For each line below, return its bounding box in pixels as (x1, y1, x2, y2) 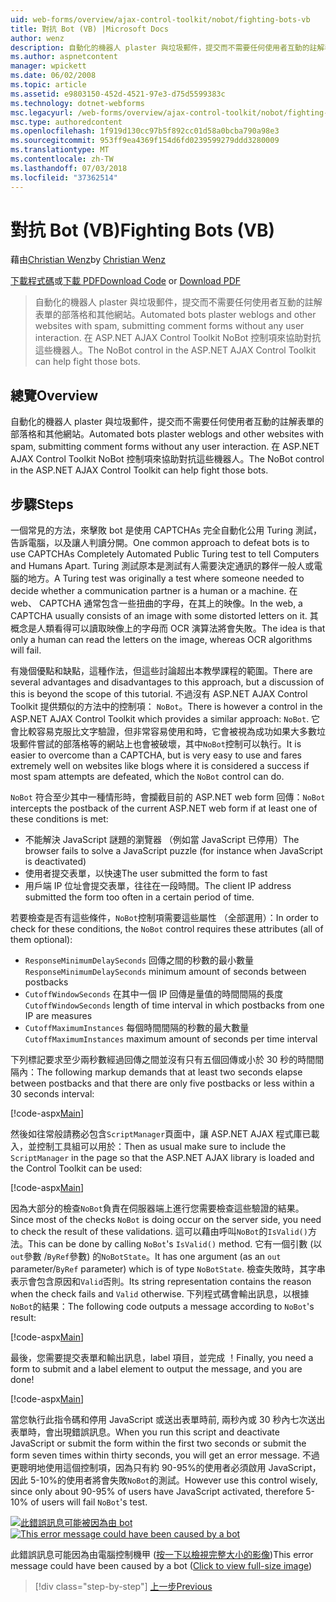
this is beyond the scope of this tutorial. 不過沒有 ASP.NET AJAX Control (10, 688, 308, 700)
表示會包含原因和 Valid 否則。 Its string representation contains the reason (10, 1276, 312, 1288)
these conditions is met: (10, 813, 109, 825)
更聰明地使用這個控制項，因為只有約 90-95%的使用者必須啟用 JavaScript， (10, 1462, 322, 1474)
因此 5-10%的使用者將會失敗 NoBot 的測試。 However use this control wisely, (10, 1474, 318, 1486)
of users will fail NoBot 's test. (30, 1496, 148, 1508)
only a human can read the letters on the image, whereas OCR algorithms (10, 634, 313, 646)
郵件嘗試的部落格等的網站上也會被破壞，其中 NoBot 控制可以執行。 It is (18, 738, 302, 750)
